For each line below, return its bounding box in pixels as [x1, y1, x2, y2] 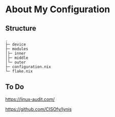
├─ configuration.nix [5, 64, 51, 69]
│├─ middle [5, 55, 28, 60]
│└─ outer [5, 60, 26, 65]
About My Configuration [5, 4, 110, 15]
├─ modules [5, 46, 28, 52]
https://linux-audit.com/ [5, 96, 55, 102]
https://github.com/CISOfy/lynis [5, 106, 72, 112]
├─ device [5, 42, 26, 47]
